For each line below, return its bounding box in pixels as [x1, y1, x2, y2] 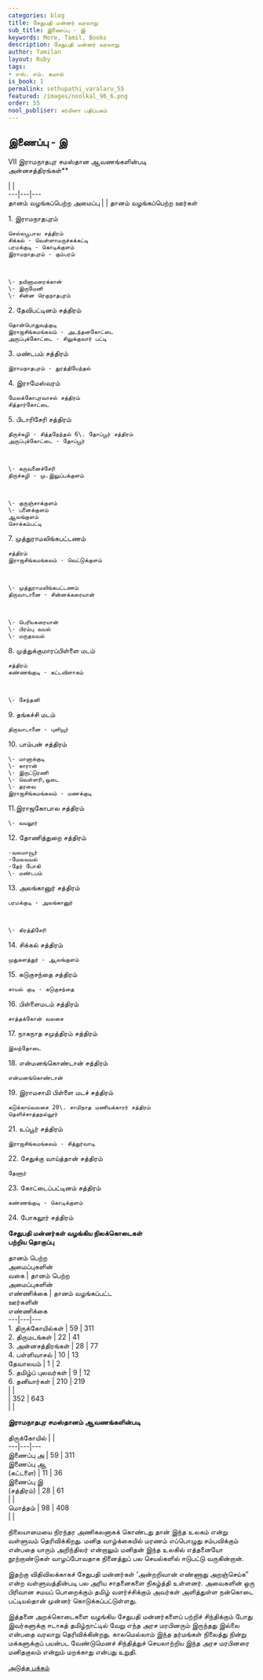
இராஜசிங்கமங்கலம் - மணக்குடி [8, 789, 92, 797]
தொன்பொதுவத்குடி [8, 320, 57, 329]
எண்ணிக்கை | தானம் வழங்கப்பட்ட [8, 1288, 112, 1297]
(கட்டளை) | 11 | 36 [8, 1467, 63, 1477]
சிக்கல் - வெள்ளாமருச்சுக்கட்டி [8, 236, 89, 244]
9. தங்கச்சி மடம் [8, 709, 56, 719]
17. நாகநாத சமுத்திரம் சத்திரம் [8, 1028, 98, 1038]
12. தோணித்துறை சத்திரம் [8, 832, 86, 842]
